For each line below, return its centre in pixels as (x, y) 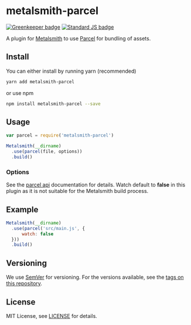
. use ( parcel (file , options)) (47, 152)
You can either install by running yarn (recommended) (71, 71)
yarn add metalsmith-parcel (40, 82)
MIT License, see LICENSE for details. (52, 316)
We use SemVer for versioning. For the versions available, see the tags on (95, 277)
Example (22, 209)
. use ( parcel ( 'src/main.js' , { (48, 228)
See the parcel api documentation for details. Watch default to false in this (96, 185)
